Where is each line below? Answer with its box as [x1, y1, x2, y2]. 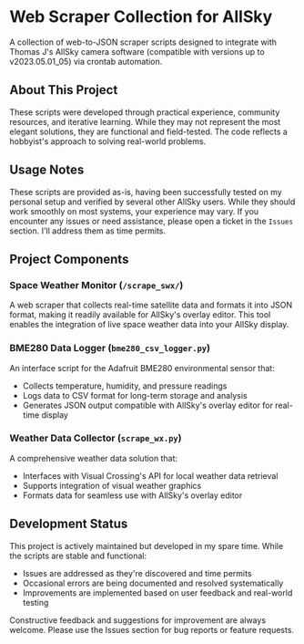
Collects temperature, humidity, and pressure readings [22, 380, 228, 391]
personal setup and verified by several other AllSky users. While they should [9, 196, 296, 207]
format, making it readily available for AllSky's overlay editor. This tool [9, 309, 271, 320]
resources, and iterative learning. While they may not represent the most [9, 116, 281, 127]
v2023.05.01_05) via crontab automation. [9, 56, 163, 67]
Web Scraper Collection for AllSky [9, 6, 273, 27]
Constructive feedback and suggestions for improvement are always [9, 614, 267, 626]
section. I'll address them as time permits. [9, 225, 167, 236]
